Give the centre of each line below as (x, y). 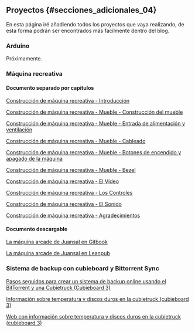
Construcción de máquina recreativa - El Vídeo (62, 181)
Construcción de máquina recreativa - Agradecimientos (73, 216)
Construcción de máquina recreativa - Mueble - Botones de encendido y (94, 153)
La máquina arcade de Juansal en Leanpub (58, 253)
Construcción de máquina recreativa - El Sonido (64, 204)
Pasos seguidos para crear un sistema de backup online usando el (86, 281)
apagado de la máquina (35, 159)
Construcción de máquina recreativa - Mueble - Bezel (71, 170)
